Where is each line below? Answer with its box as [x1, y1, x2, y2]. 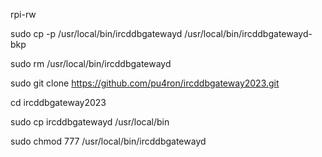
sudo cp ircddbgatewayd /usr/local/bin [10, 116, 170, 128]
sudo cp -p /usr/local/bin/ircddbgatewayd [10, 28, 183, 39]
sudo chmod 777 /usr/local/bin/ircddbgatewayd [10, 135, 207, 147]
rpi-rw [10, 9, 37, 20]
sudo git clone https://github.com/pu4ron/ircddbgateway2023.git [10, 77, 280, 89]
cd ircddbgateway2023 [10, 97, 107, 108]
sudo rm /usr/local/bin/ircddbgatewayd [10, 58, 172, 69]
